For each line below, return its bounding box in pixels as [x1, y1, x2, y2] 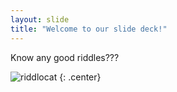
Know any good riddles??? [10, 51, 120, 63]
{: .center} [59, 71, 102, 83]
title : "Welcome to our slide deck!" [10, 24, 168, 34]
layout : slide [10, 14, 70, 25]
